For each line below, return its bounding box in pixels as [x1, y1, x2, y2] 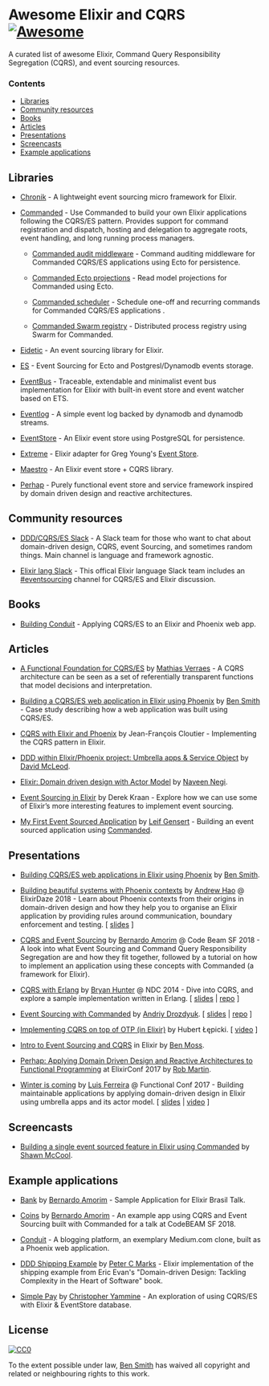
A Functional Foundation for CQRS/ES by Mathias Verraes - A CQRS [19, 663, 245, 673]
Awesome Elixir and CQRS [8, 6, 186, 24]
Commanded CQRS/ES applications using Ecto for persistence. [31, 257, 241, 267]
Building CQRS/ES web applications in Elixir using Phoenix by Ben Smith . [19, 870, 260, 880]
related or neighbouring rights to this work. [8, 1368, 150, 1378]
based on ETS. [19, 394, 69, 404]
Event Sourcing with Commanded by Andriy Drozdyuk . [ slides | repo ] [19, 1009, 253, 1019]
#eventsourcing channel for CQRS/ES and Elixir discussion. [19, 574, 216, 584]
